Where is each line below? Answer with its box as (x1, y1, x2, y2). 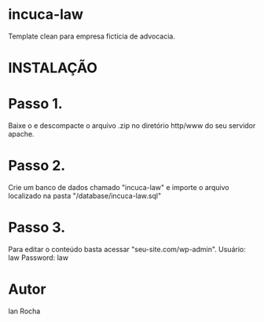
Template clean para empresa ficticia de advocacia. (8, 31, 175, 41)
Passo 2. (8, 157, 66, 174)
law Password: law (8, 253, 69, 262)
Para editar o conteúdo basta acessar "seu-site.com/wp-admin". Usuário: (8, 244, 246, 254)
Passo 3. (8, 218, 66, 236)
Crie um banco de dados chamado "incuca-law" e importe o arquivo (8, 183, 229, 192)
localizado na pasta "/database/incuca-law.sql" (8, 191, 162, 200)
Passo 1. (8, 95, 63, 113)
